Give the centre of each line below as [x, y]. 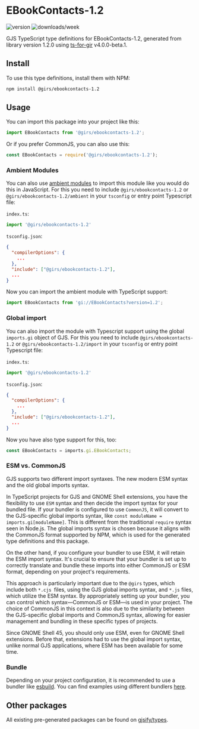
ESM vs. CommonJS [36, 466]
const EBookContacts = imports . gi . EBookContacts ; [69, 450]
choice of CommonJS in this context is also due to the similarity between [95, 608]
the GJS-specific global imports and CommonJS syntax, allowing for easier [98, 614]
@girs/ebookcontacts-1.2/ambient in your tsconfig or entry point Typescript [99, 196]
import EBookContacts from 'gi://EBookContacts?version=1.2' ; [85, 303]
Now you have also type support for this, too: [61, 440]
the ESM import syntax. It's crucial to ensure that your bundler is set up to [97, 559]
